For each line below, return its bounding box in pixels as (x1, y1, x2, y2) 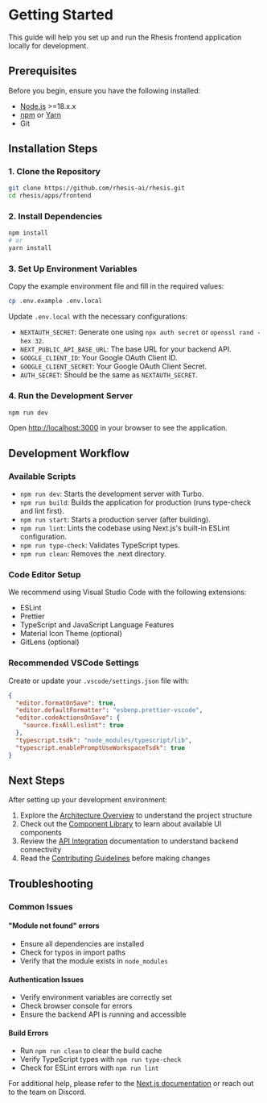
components (19, 828, 62, 838)
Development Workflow (8, 446, 130, 460)
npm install (8, 229, 48, 237)
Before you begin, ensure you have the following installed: (8, 85, 201, 95)
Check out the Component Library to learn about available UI (19, 819, 222, 829)
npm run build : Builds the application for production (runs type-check (19, 497, 252, 507)
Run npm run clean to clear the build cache (19, 1046, 162, 1055)
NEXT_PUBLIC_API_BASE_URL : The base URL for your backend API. (19, 344, 232, 354)
